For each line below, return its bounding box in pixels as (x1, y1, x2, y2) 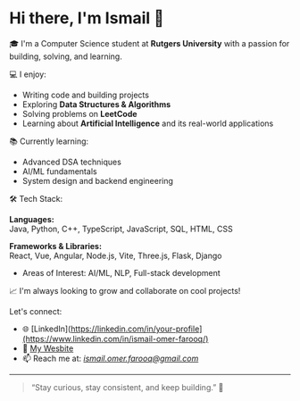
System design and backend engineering (21, 175, 174, 186)
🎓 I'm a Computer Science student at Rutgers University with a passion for (9, 38, 290, 48)
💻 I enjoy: (9, 69, 46, 79)
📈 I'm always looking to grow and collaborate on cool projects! (9, 285, 241, 296)
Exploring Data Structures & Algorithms (21, 98, 171, 110)
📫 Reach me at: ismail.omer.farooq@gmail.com (21, 353, 199, 363)
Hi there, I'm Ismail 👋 (9, 8, 165, 29)
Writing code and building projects (21, 89, 150, 100)
